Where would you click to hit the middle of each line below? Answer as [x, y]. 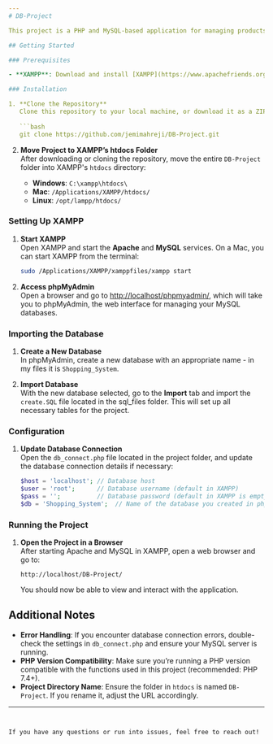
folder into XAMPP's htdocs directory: [83, 167]
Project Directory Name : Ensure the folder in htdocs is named [123, 686]
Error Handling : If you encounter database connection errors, [123, 634]
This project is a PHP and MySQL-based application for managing [121, 30]
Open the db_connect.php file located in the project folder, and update [136, 458]
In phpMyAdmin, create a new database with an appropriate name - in [137, 359]
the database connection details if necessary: [96, 466]
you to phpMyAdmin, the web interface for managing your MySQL [130, 304]
